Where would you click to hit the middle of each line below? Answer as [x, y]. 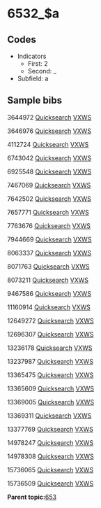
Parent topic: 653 [32, 497]
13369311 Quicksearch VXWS [49, 416]
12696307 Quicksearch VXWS [50, 334]
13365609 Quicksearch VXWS [50, 388]
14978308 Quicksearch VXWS [50, 456]
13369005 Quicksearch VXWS [51, 402]
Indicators [32, 56]
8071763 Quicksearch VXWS [48, 266]
